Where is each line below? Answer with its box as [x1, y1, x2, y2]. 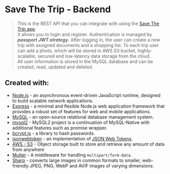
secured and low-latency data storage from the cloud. [37, 53, 151, 59]
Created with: [5, 79, 50, 87]
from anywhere [12, 146, 44, 153]
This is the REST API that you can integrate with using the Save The [17, 20, 159, 27]
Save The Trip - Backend [5, 4, 111, 15]
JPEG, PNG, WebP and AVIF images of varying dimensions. [30, 162, 154, 169]
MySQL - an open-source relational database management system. [12, 114, 154, 120]
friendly [12, 162, 29, 169]
